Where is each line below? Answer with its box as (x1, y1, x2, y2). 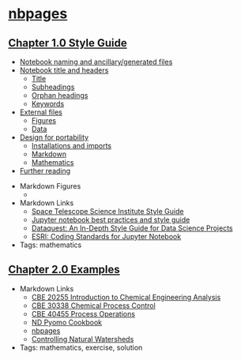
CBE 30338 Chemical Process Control (31, 301, 156, 310)
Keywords (31, 99, 65, 108)
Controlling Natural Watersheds (31, 334, 134, 343)
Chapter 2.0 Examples (8, 263, 120, 276)
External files (19, 107, 63, 117)
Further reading (19, 167, 71, 175)
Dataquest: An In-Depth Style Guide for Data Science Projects (31, 223, 233, 233)
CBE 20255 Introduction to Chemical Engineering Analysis (31, 292, 221, 302)
